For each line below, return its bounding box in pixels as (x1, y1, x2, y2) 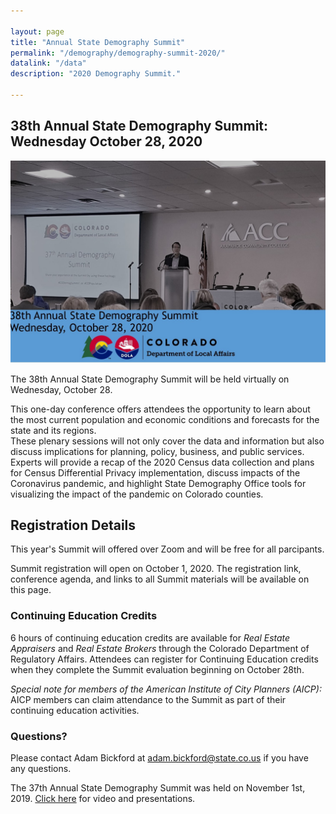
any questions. (10, 762, 72, 774)
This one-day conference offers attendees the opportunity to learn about (10, 403, 311, 415)
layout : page (10, 26, 65, 37)
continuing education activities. (10, 704, 140, 716)
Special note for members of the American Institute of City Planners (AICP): (10, 683, 322, 695)
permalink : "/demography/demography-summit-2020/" (10, 48, 226, 58)
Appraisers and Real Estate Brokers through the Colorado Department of (10, 642, 310, 654)
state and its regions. (10, 424, 97, 436)
